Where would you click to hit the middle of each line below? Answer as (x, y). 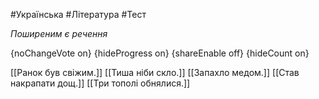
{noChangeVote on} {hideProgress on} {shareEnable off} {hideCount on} (160, 53)
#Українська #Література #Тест (78, 14)
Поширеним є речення (59, 33)
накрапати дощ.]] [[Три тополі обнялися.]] (100, 83)
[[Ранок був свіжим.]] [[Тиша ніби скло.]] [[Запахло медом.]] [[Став (155, 72)
